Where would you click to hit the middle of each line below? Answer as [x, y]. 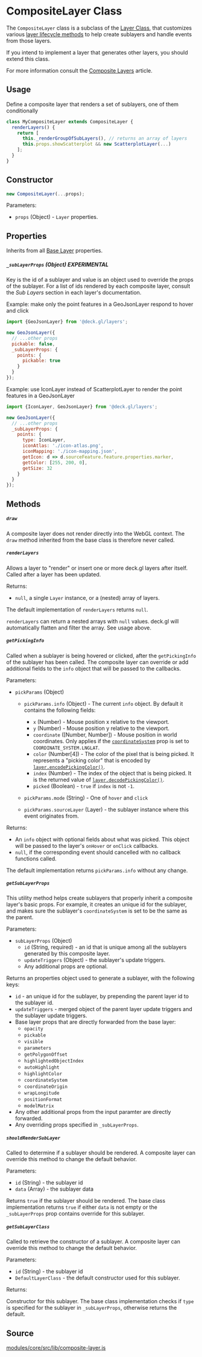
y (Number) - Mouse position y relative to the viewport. [101, 728]
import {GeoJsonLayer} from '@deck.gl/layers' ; [67, 322]
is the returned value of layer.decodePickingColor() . [99, 779]
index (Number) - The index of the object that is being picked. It [112, 773]
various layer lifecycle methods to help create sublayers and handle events [99, 34]
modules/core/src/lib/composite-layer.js [56, 1348]
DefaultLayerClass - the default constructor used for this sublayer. [97, 1278]
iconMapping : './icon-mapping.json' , [70, 452]
